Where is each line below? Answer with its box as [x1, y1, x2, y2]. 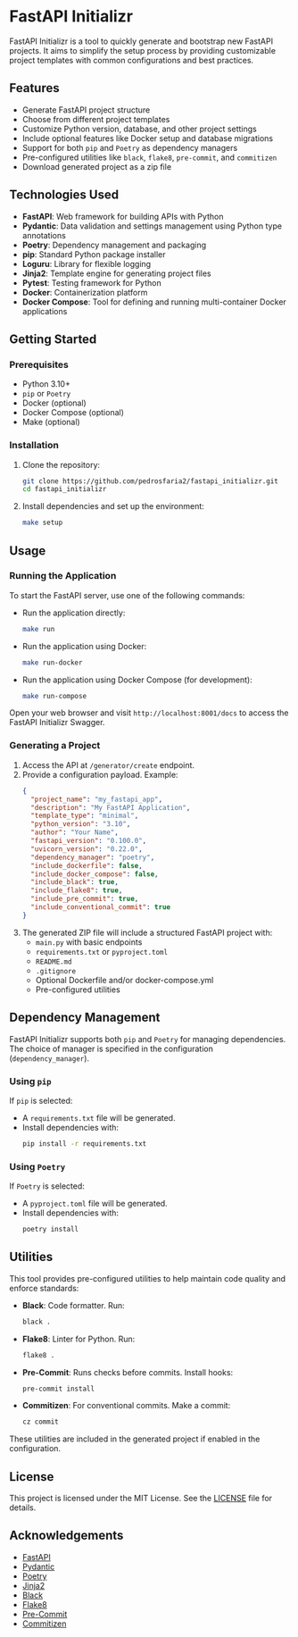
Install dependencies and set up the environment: [21, 501, 205, 512]
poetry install [21, 1225, 79, 1234]
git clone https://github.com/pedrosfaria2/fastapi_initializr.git [21, 476, 278, 486]
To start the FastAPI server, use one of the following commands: [9, 589, 245, 600]
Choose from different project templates [21, 113, 170, 124]
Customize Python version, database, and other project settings [21, 123, 257, 134]
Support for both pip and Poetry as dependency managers [21, 142, 238, 153]
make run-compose [21, 691, 87, 700]
